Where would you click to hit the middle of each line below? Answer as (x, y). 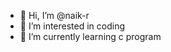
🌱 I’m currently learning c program (90, 36)
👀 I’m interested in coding (72, 26)
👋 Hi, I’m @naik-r (54, 15)
